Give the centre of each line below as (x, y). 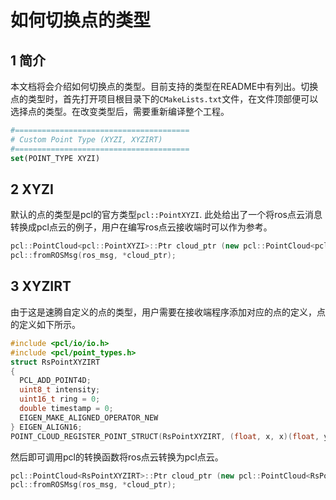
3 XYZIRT (41, 286)
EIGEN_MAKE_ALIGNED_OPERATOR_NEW (89, 417)
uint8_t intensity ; (60, 390)
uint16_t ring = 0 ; (60, 399)
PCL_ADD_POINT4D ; (55, 381)
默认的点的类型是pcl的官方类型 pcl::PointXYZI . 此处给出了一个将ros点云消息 (166, 215)
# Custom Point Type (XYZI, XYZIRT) (86, 139)
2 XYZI (32, 189)
